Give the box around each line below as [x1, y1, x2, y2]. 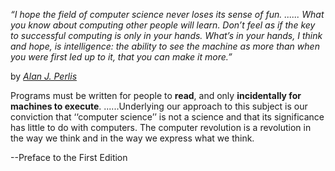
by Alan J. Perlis [10, 70, 78, 82]
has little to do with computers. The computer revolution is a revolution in [10, 122, 312, 133]
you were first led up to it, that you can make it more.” [10, 51, 233, 63]
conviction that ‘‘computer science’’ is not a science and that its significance [10, 111, 325, 123]
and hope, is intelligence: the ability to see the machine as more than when [10, 40, 320, 52]
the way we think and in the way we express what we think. [10, 132, 255, 144]
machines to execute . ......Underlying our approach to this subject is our [10, 100, 308, 112]
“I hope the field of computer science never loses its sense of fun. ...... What [10, 9, 325, 20]
